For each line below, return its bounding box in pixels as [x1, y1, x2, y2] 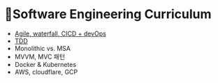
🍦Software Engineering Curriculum [4, 6, 212, 22]
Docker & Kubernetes [14, 60, 76, 68]
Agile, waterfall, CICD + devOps [14, 29, 107, 38]
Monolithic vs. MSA [14, 44, 71, 52]
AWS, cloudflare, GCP [14, 68, 78, 76]
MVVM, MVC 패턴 [14, 52, 66, 61]
